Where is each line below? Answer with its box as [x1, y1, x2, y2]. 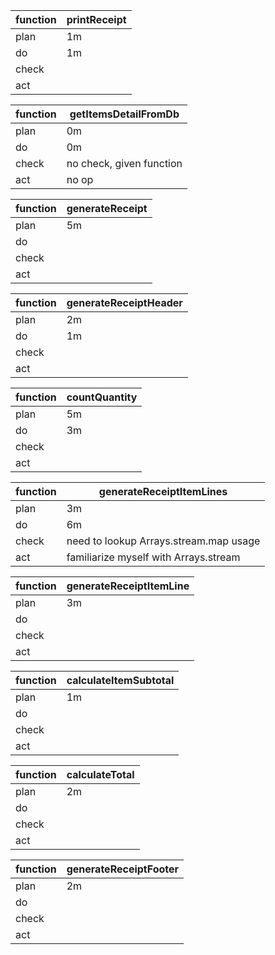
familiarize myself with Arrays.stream [66, 550, 241, 564]
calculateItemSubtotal [66, 674, 175, 687]
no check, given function [66, 157, 183, 170]
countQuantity [66, 390, 138, 404]
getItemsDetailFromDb [69, 107, 180, 121]
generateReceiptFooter [66, 862, 180, 876]
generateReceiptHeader [66, 296, 183, 309]
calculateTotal [66, 768, 135, 781]
